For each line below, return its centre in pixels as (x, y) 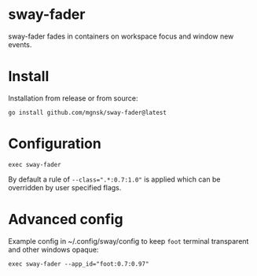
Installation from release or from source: (73, 98)
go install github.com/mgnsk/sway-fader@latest (88, 112)
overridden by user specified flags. (65, 187)
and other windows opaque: (53, 249)
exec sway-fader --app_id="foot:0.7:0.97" (79, 264)
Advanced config (66, 219)
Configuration (55, 144)
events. (20, 44)
